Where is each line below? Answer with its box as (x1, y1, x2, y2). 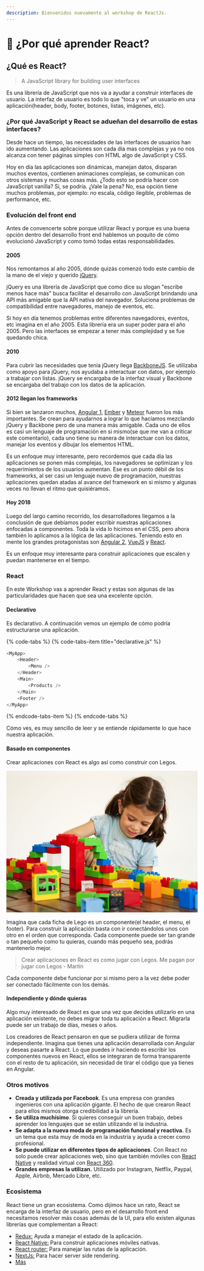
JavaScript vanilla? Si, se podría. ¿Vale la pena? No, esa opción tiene (6, 183, 178, 190)
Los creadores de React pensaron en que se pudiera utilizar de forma (6, 1033, 180, 1040)
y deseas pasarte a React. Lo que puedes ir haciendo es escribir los (6, 1046, 176, 1053)
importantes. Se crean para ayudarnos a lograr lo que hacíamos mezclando (6, 415, 195, 422)
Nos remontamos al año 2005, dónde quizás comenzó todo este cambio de (6, 265, 195, 272)
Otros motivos (6, 1080, 50, 1089)
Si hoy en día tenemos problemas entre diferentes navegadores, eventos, (6, 314, 189, 322)
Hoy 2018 (6, 499, 31, 506)
